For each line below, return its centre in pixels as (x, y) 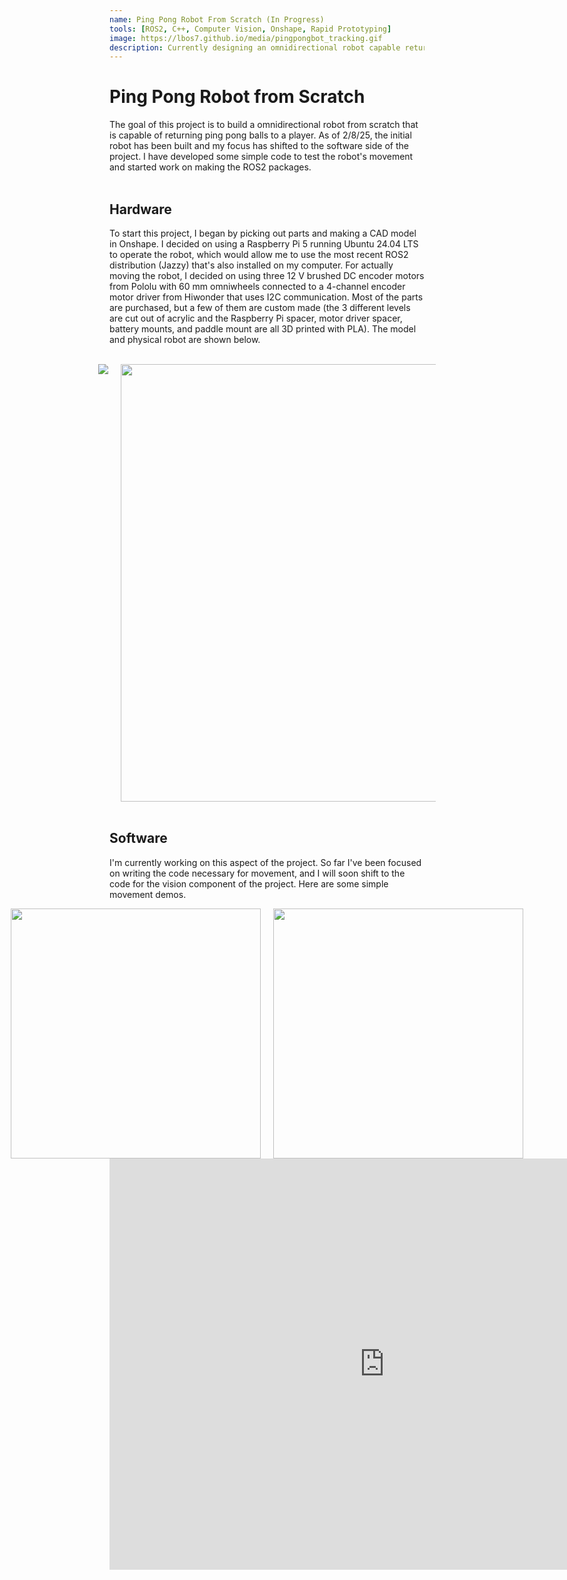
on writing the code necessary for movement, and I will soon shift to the (257, 873)
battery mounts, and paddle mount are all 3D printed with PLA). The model (263, 329)
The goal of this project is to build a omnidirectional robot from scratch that (264, 125)
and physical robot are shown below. (185, 339)
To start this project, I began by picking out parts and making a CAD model (263, 233)
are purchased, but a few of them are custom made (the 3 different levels (260, 307)
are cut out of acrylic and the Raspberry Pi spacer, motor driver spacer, (256, 318)
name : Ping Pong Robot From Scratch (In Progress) (217, 19)
